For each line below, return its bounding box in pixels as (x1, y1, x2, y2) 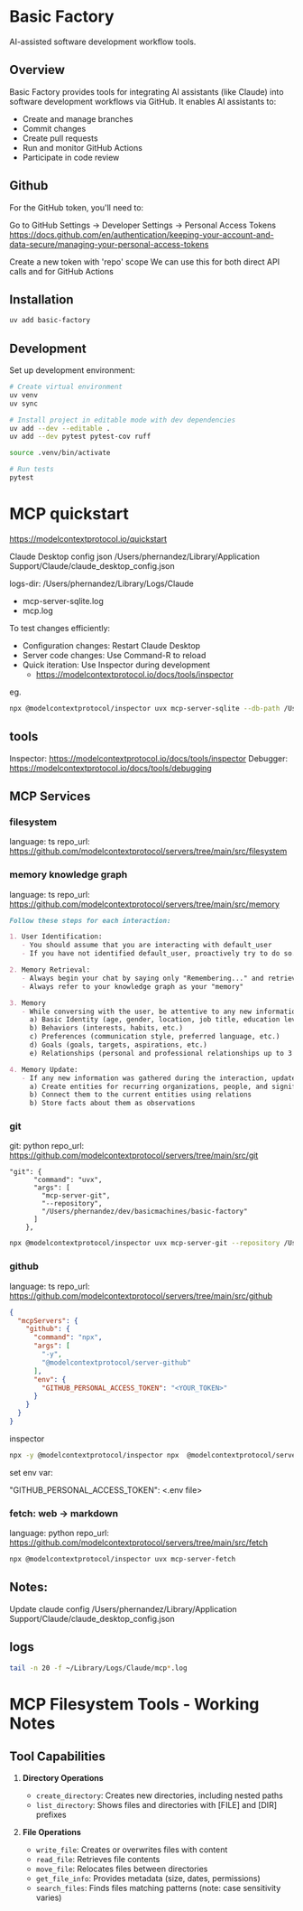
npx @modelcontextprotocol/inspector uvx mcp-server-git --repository (9, 1239, 280, 1248)
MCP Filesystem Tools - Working (9, 1693, 260, 1714)
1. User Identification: (9, 932, 103, 941)
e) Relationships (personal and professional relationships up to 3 (29, 1049, 293, 1058)
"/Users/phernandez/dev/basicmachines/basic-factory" (41, 1207, 248, 1217)
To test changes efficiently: (9, 622, 111, 633)
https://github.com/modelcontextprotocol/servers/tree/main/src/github (9, 1290, 273, 1301)
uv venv (9, 390, 39, 399)
